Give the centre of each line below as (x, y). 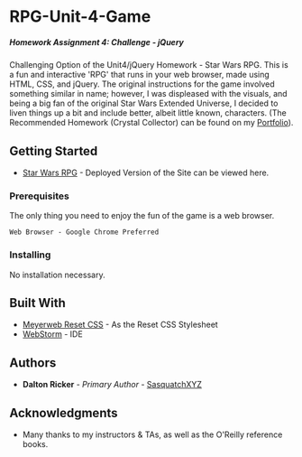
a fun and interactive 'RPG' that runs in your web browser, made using (140, 75)
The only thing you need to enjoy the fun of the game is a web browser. (142, 216)
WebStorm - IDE (52, 334)
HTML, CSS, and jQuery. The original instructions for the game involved (142, 84)
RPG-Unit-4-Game (80, 17)
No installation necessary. (57, 275)
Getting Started (54, 151)
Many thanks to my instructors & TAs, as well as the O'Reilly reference (152, 434)
